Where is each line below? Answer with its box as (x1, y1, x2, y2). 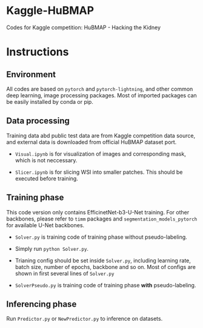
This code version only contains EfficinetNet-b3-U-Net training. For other (6, 208, 190, 216)
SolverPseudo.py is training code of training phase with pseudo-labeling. (15, 281, 196, 289)
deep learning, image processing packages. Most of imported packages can (6, 92, 197, 99)
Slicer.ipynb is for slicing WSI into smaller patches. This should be (15, 168, 183, 176)
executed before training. (15, 174, 79, 182)
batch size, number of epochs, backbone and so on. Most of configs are (15, 263, 196, 270)
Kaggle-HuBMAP (6, 4, 95, 18)
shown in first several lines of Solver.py (15, 270, 115, 277)
